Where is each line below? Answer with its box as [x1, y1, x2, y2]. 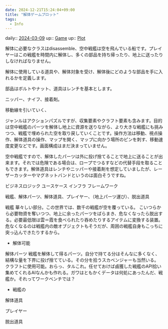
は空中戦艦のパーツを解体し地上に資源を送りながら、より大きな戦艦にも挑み [5, 124, 163, 130]
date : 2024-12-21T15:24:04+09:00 [5, 7, 75, 13]
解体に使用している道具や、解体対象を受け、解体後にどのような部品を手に [5, 69, 159, 75]
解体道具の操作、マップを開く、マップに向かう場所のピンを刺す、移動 [14, 137, 159, 143]
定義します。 [22, 75, 49, 81]
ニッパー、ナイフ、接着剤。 [5, 96, 63, 102]
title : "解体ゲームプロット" [5, 12, 59, 17]
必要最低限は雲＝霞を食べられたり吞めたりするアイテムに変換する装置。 [14, 217, 163, 223]
